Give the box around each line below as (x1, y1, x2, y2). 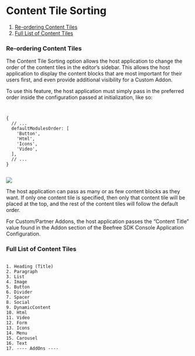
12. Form (6, 320, 28, 326)
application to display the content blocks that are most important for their (6, 70, 183, 77)
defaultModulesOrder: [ (11, 126, 69, 132)
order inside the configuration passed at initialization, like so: (6, 94, 153, 101)
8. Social (6, 299, 30, 305)
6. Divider (6, 289, 33, 295)
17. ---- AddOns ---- (6, 345, 59, 351)
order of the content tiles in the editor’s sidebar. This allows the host (6, 64, 170, 71)
